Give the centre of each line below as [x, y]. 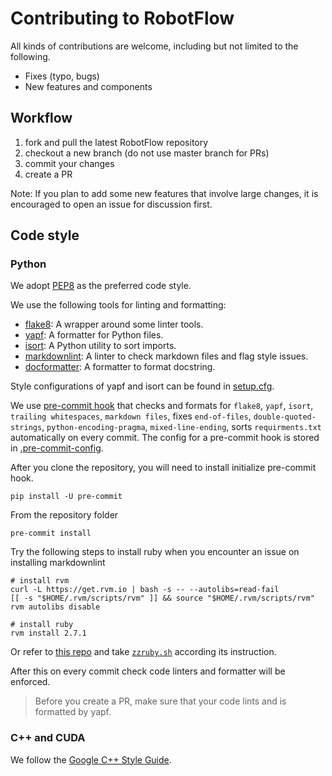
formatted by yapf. [73, 712]
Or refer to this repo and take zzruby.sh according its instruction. [143, 652]
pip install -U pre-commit [66, 497]
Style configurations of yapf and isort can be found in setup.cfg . [142, 386]
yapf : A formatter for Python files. [94, 335]
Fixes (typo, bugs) [62, 76]
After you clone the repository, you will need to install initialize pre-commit [163, 468]
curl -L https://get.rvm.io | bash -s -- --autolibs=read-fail [145, 590]
